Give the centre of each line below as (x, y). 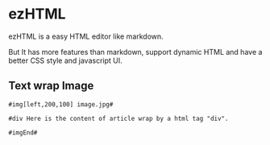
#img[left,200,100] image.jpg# (61, 104)
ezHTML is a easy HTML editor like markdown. (86, 36)
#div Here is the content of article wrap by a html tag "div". (118, 118)
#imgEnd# (23, 133)
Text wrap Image (51, 86)
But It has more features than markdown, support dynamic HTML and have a (135, 52)
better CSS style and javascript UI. (65, 60)
